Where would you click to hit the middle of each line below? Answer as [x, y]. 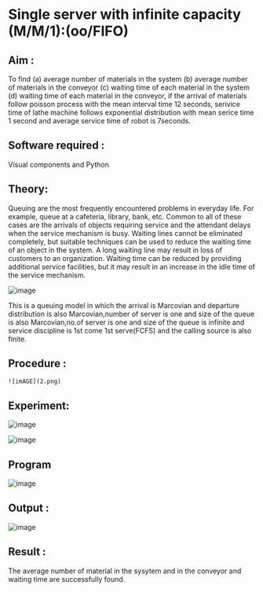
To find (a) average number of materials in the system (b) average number [128, 79]
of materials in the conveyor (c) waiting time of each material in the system [129, 87]
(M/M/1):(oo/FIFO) [69, 31]
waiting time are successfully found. [67, 579]
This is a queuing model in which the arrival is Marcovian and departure [124, 305]
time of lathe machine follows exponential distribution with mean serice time [131, 112]
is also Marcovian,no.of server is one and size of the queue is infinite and [126, 322]
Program [30, 464]
